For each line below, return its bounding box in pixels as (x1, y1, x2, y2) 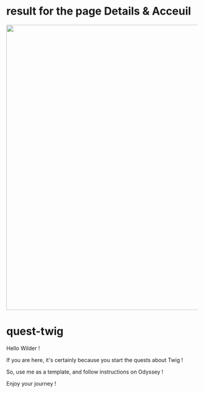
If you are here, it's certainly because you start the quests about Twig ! (6, 356, 183, 363)
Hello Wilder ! (6, 344, 41, 352)
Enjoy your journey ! (6, 380, 56, 387)
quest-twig (6, 324, 64, 338)
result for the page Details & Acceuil (6, 4, 191, 18)
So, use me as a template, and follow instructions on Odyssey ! (6, 368, 164, 375)
